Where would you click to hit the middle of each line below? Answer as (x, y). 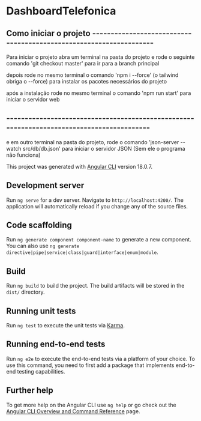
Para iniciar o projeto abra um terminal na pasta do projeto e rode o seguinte (100, 57)
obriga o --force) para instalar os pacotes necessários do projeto (86, 81)
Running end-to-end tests (56, 344)
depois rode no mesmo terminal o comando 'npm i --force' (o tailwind (92, 75)
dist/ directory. (25, 292)
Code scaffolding (39, 226)
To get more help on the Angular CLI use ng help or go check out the (91, 405)
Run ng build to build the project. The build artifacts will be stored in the (95, 286)
